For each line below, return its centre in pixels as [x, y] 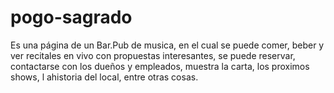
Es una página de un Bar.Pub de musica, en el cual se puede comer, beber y [167, 45]
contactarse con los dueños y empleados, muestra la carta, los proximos [160, 66]
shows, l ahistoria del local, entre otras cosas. [104, 77]
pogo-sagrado [71, 17]
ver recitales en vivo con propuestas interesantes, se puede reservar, [153, 55]
